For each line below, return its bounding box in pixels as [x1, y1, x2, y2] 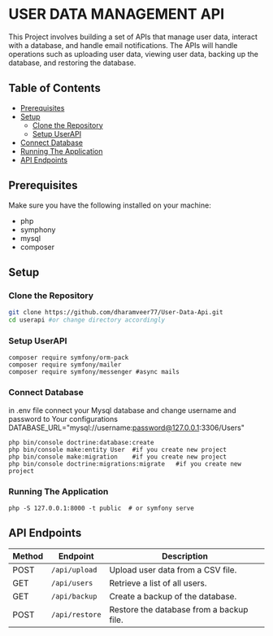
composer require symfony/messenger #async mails [8, 368, 180, 376]
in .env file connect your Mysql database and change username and [8, 405, 236, 415]
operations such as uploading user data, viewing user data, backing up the [8, 49, 258, 59]
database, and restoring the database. [8, 58, 136, 68]
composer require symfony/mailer [8, 361, 122, 369]
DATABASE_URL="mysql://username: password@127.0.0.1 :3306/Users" [8, 423, 245, 432]
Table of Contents [8, 81, 102, 95]
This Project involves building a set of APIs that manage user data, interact [8, 32, 258, 42]
